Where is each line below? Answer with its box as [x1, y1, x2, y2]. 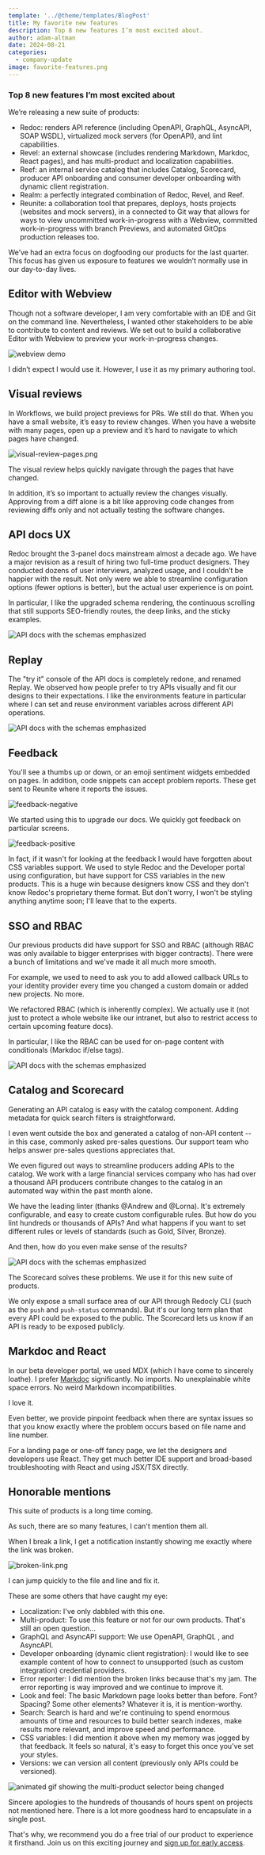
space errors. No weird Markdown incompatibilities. [8, 1383, 176, 1392]
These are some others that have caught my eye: [8, 1591, 168, 1601]
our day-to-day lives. [8, 265, 77, 274]
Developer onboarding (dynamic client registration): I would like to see [19, 1649, 249, 1658]
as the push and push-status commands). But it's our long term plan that [8, 1305, 243, 1314]
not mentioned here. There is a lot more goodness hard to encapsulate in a [8, 1806, 252, 1815]
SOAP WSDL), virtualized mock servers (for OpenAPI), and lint [19, 132, 223, 141]
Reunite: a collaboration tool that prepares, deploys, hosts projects [19, 199, 237, 208]
